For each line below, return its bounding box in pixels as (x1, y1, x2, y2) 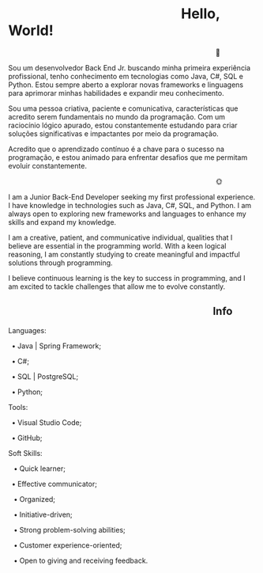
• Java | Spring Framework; (11, 341, 101, 351)
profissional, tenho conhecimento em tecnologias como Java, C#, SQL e (8, 71, 243, 81)
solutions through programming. (8, 258, 113, 268)
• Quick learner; (13, 464, 66, 473)
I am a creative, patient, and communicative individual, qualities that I (8, 233, 233, 242)
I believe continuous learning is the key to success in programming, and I (8, 273, 246, 283)
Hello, (181, 5, 220, 23)
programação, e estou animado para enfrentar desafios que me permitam (8, 152, 248, 162)
